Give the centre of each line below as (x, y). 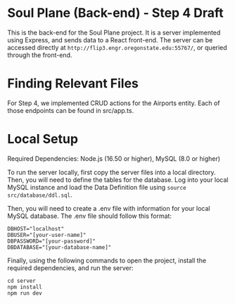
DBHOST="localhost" (36, 229)
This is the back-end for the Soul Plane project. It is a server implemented (114, 32)
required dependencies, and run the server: (70, 268)
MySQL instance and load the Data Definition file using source (97, 187)
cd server (22, 281)
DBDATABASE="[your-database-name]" (59, 247)
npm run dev (25, 293)
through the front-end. (40, 55)
